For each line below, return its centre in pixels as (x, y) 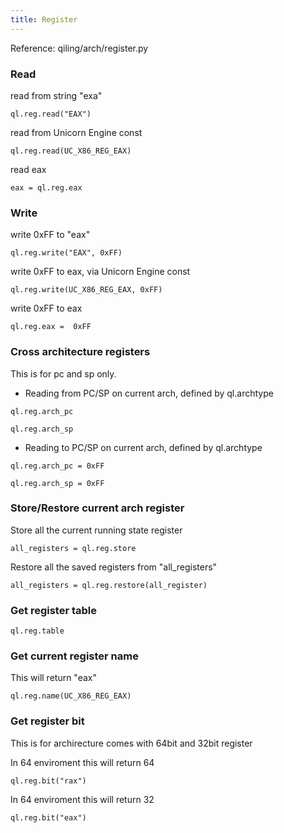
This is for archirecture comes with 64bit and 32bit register (131, 743)
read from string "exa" (56, 95)
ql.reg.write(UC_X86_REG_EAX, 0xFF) (86, 290)
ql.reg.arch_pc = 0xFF (57, 466)
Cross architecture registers (80, 352)
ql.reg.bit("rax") (48, 781)
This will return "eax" (53, 678)
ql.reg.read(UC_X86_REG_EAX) (71, 151)
